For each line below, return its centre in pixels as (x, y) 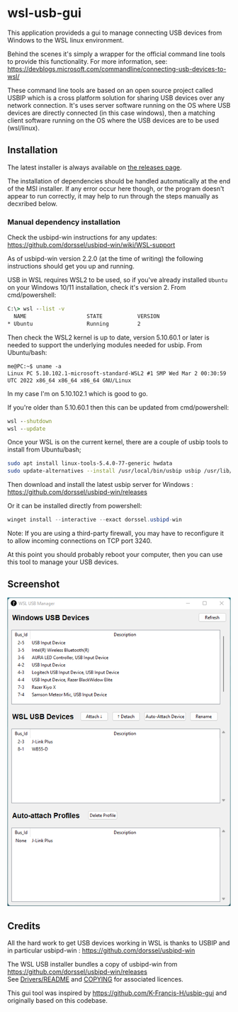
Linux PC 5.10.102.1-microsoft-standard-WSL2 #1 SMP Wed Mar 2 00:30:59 (117, 373)
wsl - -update (27, 429)
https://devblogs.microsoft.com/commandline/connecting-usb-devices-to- (117, 69)
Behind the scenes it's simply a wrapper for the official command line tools (116, 54)
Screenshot (34, 584)
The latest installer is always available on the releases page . (95, 167)
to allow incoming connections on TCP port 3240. (80, 541)
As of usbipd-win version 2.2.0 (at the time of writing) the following (105, 259)
